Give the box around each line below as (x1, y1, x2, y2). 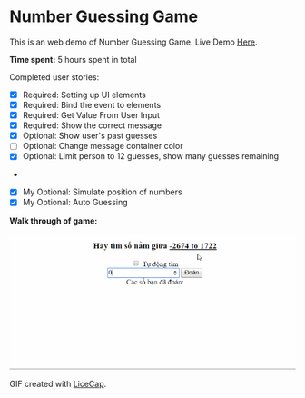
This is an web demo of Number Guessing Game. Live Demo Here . (9, 36, 258, 47)
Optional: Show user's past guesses (22, 130, 158, 142)
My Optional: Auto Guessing (22, 197, 129, 208)
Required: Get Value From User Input (22, 110, 161, 121)
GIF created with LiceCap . (9, 378, 107, 389)
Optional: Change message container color (22, 141, 183, 152)
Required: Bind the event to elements (22, 100, 162, 110)
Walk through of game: (9, 215, 98, 226)
